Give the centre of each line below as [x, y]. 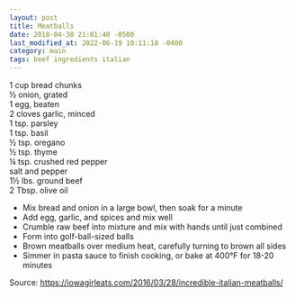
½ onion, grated [39, 94]
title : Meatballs [42, 26]
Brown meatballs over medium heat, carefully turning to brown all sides [154, 246]
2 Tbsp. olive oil [39, 190]
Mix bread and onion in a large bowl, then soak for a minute [132, 207]
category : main [38, 51]
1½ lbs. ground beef [46, 180]
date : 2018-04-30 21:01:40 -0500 [72, 34]
